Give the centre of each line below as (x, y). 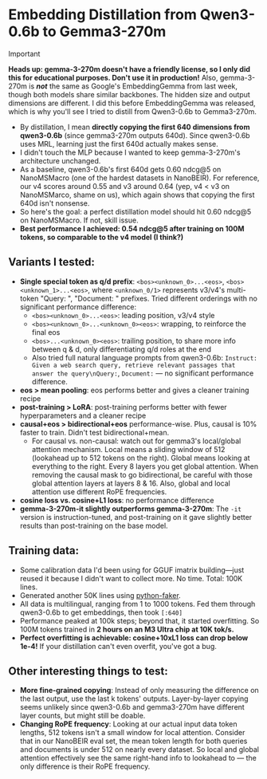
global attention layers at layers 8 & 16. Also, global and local (131, 483)
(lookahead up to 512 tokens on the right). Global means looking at (141, 458)
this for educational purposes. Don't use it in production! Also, (113, 77)
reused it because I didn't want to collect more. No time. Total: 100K (131, 578)
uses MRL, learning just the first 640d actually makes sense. (119, 144)
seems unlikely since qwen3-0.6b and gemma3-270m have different (132, 707)
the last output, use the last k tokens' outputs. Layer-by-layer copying (134, 698)
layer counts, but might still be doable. (82, 716)
